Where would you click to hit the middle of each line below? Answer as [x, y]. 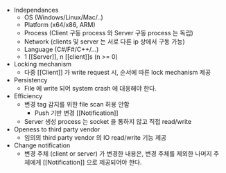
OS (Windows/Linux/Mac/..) [64, 17]
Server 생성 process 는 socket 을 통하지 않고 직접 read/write [108, 121]
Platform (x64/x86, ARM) [60, 25]
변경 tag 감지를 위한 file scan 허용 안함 [77, 104]
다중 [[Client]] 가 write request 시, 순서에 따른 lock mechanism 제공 [118, 72]
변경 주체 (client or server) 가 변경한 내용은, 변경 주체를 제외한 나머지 [118, 154]
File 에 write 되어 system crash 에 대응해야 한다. [90, 88]
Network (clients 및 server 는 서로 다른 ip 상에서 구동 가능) [104, 42]
